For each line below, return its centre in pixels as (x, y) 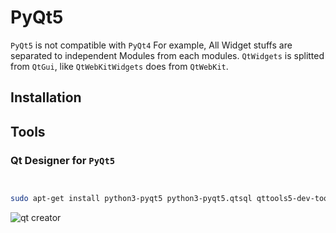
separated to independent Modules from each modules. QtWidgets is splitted (167, 55)
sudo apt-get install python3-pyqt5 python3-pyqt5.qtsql (131, 199)
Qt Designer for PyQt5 (63, 160)
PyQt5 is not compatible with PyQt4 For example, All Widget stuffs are (151, 45)
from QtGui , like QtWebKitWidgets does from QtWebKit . (119, 66)
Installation (46, 97)
